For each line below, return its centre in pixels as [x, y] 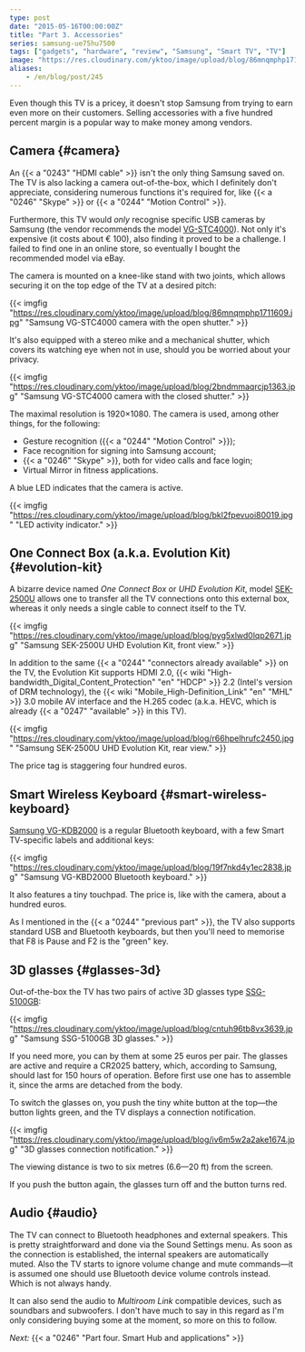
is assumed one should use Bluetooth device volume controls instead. [140, 1273]
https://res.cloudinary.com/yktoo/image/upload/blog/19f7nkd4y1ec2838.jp [152, 867]
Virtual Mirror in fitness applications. [90, 470]
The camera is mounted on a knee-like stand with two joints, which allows [148, 275]
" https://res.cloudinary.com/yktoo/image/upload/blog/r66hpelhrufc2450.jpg [152, 738]
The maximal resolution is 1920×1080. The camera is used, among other [144, 414]
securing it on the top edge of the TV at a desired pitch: [113, 285]
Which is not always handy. [60, 1283]
